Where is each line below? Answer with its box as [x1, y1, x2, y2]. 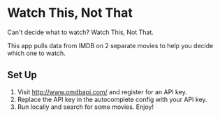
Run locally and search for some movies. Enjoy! [17, 103, 154, 111]
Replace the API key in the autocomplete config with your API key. [17, 95, 207, 103]
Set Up [7, 69, 37, 81]
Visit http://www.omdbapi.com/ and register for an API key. [17, 87, 187, 96]
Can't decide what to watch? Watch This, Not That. [7, 28, 154, 36]
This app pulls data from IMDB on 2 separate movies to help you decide [7, 41, 214, 50]
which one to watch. [7, 49, 66, 57]
